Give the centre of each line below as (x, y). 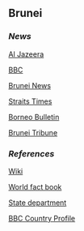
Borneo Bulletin (34, 117)
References (31, 153)
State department (38, 203)
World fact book (35, 186)
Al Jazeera (26, 54)
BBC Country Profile (42, 218)
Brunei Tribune (33, 132)
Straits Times (30, 101)
